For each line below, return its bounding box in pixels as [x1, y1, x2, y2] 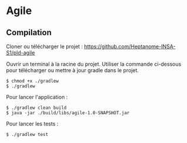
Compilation [6, 28, 52, 38]
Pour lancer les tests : [6, 120, 59, 127]
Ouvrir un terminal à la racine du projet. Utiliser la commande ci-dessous [6, 60, 182, 67]
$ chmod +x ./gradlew [6, 78, 59, 84]
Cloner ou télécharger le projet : [6, 43, 83, 50]
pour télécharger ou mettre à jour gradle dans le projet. [6, 67, 139, 74]
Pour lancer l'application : [6, 94, 68, 100]
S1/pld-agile [6, 49, 35, 56]
